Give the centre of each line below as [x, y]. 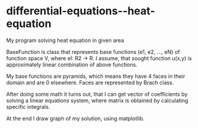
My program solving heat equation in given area [65, 40]
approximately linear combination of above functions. [72, 65]
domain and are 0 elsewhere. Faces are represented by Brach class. [90, 83]
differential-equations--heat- [81, 11]
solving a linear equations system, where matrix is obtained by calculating [97, 100]
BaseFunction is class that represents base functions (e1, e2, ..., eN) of [93, 51]
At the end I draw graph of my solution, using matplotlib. [75, 118]
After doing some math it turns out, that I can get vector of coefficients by [97, 94]
